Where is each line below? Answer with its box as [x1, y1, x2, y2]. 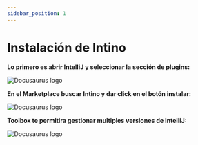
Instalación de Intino [7, 39, 126, 55]
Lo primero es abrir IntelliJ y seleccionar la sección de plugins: [7, 63, 190, 71]
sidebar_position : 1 [7, 10, 67, 17]
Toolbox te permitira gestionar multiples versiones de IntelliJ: [7, 116, 188, 124]
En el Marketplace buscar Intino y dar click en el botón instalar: [7, 89, 192, 97]
